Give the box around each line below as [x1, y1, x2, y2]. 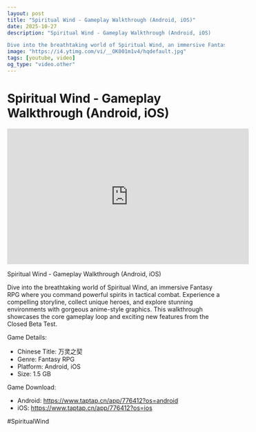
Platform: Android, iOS [17, 362, 81, 371]
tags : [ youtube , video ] [7, 54, 76, 62]
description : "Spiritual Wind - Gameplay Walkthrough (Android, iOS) [7, 29, 212, 37]
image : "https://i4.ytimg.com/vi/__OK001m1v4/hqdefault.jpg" [7, 48, 187, 55]
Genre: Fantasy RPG [17, 355, 75, 363]
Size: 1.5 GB [17, 369, 52, 378]
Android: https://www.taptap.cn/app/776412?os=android [17, 396, 179, 404]
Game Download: [7, 383, 57, 391]
